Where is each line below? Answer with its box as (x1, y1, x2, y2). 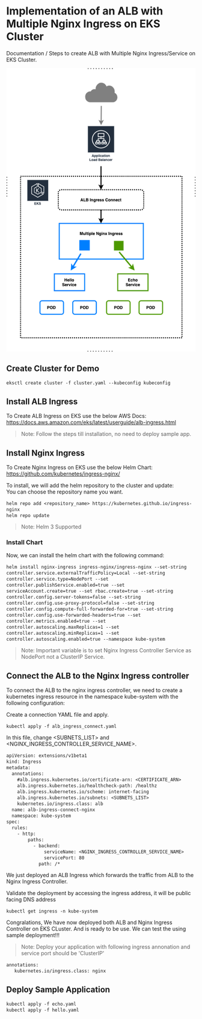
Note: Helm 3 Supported (20, 523, 82, 530)
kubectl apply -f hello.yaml (6, 1007, 79, 1013)
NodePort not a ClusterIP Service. (20, 653, 105, 661)
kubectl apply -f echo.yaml (6, 1001, 77, 1007)
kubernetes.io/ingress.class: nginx (14, 968, 106, 975)
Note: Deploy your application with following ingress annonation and (20, 943, 191, 950)
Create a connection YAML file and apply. (6, 711, 109, 718)
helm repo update (6, 513, 50, 519)
